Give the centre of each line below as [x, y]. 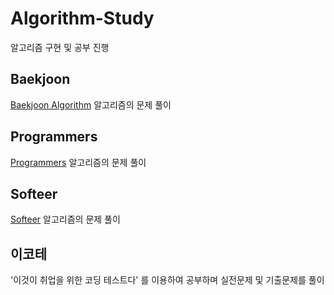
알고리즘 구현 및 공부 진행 [60, 47]
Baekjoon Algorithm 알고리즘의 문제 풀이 [91, 104]
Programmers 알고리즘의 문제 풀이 [78, 162]
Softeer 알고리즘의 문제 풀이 [65, 219]
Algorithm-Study [82, 18]
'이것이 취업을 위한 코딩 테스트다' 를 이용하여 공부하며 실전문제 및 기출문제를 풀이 [167, 280]
